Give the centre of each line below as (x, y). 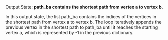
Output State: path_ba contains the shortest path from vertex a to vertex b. (84, 7)
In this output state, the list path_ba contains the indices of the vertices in (81, 17)
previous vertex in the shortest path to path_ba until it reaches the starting (82, 27)
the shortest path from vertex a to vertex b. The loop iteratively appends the (83, 22)
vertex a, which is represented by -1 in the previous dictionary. (69, 32)
